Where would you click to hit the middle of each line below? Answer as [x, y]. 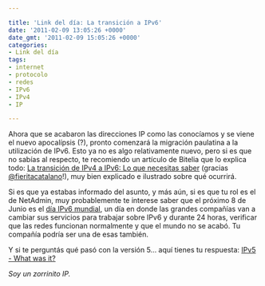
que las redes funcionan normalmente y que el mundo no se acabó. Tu [125, 226]
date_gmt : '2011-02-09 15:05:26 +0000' [75, 38]
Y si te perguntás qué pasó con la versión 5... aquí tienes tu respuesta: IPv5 [132, 250]
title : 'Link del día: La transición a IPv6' [85, 22]
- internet [26, 68]
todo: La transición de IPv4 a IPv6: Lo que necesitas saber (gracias [119, 168]
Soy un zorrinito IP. [40, 274]
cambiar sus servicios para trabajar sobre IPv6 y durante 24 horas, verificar [133, 217]
